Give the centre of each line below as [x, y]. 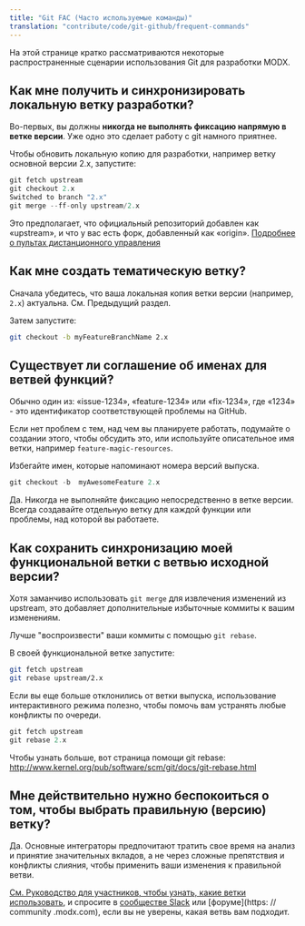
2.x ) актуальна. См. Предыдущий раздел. [90, 302]
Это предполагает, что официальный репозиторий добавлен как [134, 223]
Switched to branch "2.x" [58, 198]
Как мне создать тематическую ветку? [128, 271]
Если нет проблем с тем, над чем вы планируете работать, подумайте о [150, 429]
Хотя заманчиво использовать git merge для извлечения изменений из [148, 598]
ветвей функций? [62, 379]
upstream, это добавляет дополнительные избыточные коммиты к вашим [152, 608]
